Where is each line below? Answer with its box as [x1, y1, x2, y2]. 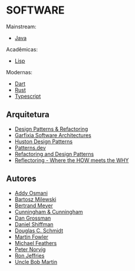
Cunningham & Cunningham [14, 208, 84, 215]
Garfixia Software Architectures [14, 131, 91, 138]
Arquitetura [6, 110, 50, 120]
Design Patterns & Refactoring [14, 125, 88, 133]
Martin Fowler [14, 233, 49, 240]
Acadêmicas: [6, 45, 38, 53]
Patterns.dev [14, 144, 46, 151]
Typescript [14, 92, 41, 100]
